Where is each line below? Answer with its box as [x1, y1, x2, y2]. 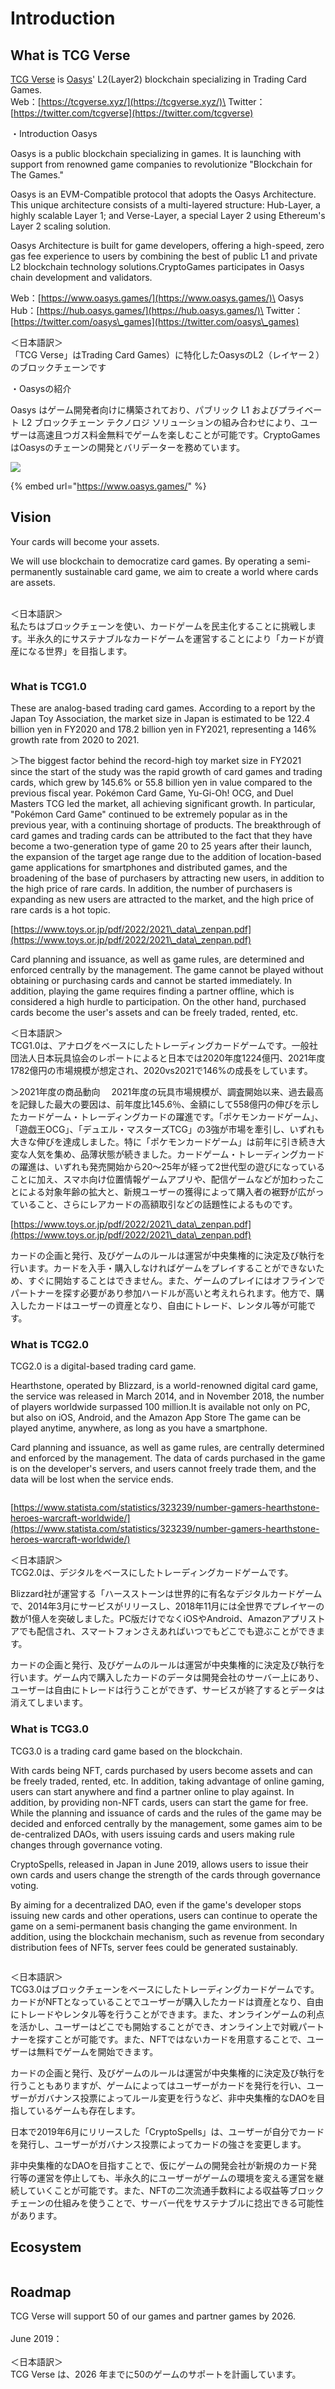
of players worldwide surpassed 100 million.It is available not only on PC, [10, 1401, 311, 1413]
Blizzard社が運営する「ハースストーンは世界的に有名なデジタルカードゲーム [10, 1588, 323, 1600]
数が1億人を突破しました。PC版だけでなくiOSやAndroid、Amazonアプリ [10, 1613, 308, 1625]
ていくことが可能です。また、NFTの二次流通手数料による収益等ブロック [27, 2184, 325, 2196]
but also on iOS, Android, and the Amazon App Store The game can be [10, 1412, 302, 1424]
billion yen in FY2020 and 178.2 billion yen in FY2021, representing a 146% [10, 723, 317, 736]
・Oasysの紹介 [10, 383, 72, 394]
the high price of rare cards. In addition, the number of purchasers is [10, 883, 293, 895]
